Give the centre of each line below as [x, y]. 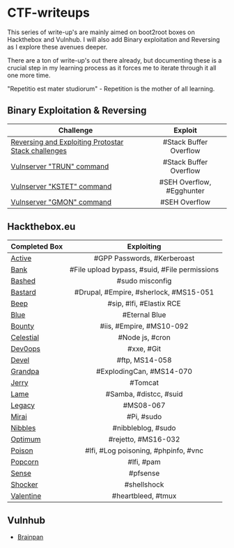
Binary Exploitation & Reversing [77, 110]
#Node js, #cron [144, 337]
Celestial [25, 337]
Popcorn [25, 462]
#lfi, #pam [145, 462]
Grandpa [25, 371]
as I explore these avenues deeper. [57, 47]
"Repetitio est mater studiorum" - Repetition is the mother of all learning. [111, 88]
